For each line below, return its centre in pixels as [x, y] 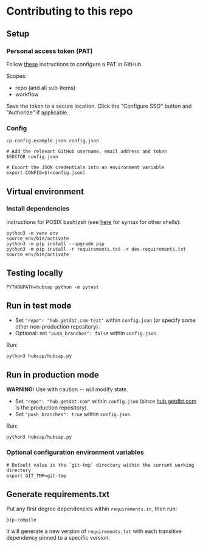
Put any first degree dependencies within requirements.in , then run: [92, 509]
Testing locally [35, 273]
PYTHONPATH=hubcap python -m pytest [53, 287]
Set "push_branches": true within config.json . [73, 414]
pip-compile [21, 520]
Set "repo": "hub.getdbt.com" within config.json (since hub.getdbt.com [106, 401]
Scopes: [17, 76]
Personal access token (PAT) [50, 51]
